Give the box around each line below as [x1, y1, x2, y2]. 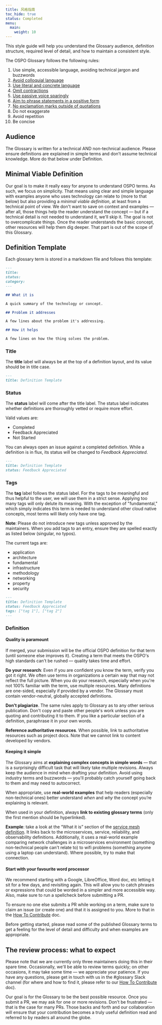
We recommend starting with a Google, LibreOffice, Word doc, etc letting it [5, 877, 154, 883]
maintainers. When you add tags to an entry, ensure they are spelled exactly [5, 526, 157, 531]
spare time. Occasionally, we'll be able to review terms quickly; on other [5, 964, 149, 970]
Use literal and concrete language [12, 83, 80, 88]
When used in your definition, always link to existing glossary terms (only [5, 809, 154, 815]
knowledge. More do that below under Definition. [5, 156, 103, 162]
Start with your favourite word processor [5, 866, 89, 872]
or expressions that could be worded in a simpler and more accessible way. [5, 887, 156, 893]
